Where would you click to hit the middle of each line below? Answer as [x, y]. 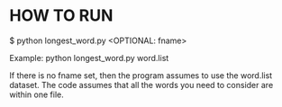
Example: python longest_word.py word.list [89, 58]
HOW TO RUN [61, 16]
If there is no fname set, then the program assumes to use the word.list [141, 75]
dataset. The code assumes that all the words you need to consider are [141, 85]
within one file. [37, 94]
